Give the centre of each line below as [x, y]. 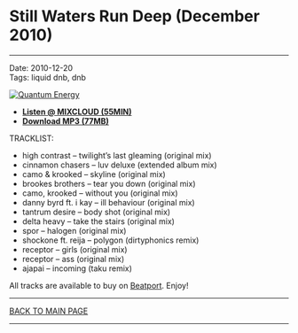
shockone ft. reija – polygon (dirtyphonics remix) [110, 240]
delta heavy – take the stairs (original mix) [98, 221]
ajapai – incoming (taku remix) [77, 268]
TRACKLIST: [31, 138]
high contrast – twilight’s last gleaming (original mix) [117, 155]
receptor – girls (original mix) [74, 249]
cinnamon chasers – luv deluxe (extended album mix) [119, 165]
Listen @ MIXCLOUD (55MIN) [77, 112]
